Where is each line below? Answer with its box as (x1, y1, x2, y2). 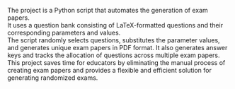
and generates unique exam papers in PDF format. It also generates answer (7, 44, 228, 52)
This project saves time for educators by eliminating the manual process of (7, 59, 226, 66)
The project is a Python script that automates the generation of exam (7, 6, 209, 14)
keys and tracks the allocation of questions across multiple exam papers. (7, 51, 220, 59)
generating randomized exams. (7, 73, 98, 82)
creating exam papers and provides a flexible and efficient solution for (7, 66, 212, 74)
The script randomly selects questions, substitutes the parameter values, (7, 36, 221, 44)
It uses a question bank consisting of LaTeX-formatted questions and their (7, 21, 224, 29)
